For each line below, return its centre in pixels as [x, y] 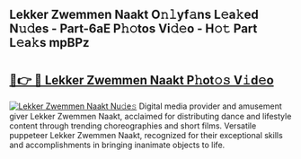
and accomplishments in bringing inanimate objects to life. [117, 145]
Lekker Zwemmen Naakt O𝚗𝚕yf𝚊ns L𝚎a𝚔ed [134, 15]
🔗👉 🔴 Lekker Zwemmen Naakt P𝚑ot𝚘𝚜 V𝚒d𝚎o [142, 80]
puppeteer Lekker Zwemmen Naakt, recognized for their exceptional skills [146, 135]
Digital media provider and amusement [211, 106]
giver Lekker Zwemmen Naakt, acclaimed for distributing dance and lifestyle [150, 116]
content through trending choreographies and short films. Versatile [133, 126]
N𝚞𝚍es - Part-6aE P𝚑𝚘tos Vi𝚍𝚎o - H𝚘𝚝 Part [133, 29]
